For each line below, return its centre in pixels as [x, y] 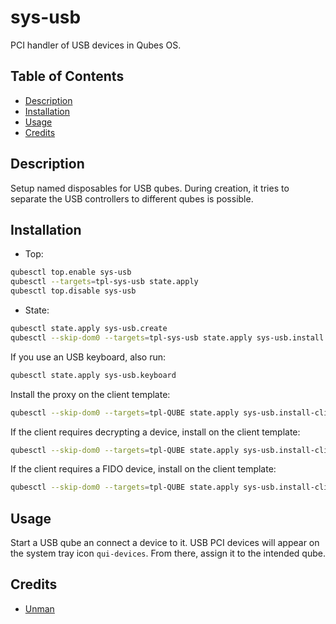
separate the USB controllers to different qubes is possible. [132, 198]
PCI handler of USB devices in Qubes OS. [96, 45]
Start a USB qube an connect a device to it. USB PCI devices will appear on [165, 543]
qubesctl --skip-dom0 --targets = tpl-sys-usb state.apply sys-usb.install [167, 337]
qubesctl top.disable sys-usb [73, 291]
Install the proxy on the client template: [90, 394]
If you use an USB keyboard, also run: [88, 357]
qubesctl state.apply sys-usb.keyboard [93, 375]
